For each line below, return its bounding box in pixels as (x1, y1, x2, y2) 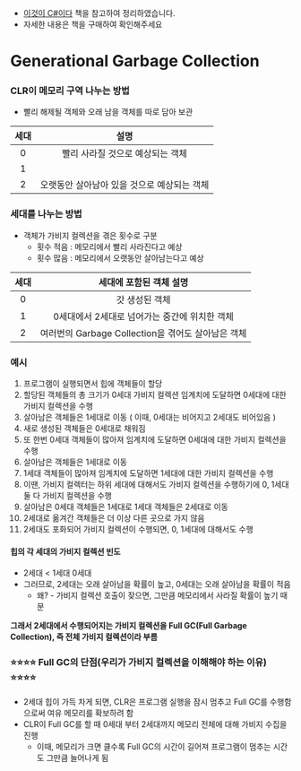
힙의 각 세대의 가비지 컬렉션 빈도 (10, 546, 121, 557)
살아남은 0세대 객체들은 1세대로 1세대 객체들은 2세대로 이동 (22, 501, 229, 513)
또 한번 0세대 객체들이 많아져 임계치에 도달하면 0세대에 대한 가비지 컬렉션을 (22, 434, 287, 446)
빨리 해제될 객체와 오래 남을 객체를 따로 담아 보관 (22, 107, 193, 117)
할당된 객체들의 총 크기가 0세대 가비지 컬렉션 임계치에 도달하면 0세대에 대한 (22, 389, 287, 401)
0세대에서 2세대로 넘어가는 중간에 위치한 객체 (53, 310, 234, 323)
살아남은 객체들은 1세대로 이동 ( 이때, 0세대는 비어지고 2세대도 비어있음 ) (22, 411, 277, 423)
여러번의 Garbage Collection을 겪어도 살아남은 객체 (39, 326, 247, 339)
